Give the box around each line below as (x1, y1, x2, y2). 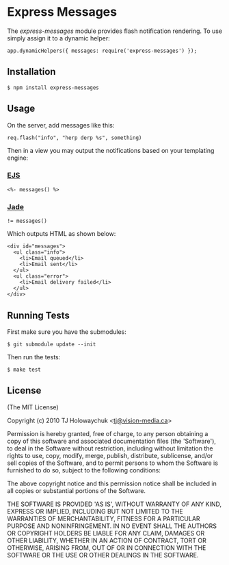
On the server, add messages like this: (7, 121, 115, 129)
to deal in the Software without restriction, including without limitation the (7, 444, 213, 453)
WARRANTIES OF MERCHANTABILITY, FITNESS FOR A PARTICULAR (7, 514, 200, 522)
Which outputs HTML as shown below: (7, 230, 116, 238)
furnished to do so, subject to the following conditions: (7, 466, 161, 474)
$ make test (7, 366, 41, 373)
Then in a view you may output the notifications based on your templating (7, 146, 215, 154)
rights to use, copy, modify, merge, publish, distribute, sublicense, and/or (7, 451, 213, 459)
